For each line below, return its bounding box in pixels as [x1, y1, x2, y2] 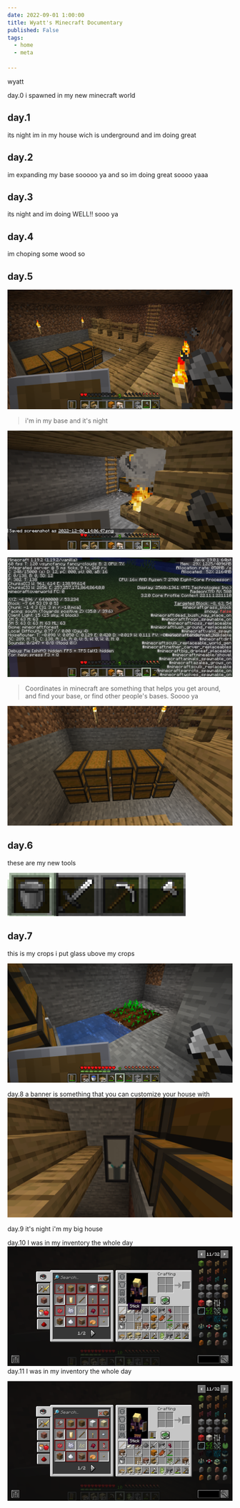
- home [14, 41, 34, 49]
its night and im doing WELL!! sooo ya [7, 210, 119, 218]
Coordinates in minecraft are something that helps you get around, [24, 684, 221, 693]
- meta [14, 49, 34, 56]
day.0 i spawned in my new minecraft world [7, 91, 136, 99]
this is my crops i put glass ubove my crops [7, 949, 135, 957]
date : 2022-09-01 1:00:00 [7, 11, 84, 19]
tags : [7, 34, 24, 41]
